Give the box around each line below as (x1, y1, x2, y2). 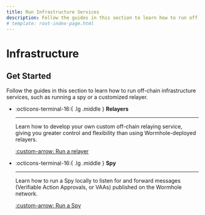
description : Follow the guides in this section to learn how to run (6, 15, 187, 21)
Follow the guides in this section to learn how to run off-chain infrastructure (6, 87, 196, 95)
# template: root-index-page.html (6, 20, 95, 26)
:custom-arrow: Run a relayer (15, 148, 89, 155)
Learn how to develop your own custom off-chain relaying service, (15, 123, 183, 130)
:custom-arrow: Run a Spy (15, 202, 81, 210)
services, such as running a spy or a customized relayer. (6, 93, 148, 101)
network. (15, 190, 38, 197)
